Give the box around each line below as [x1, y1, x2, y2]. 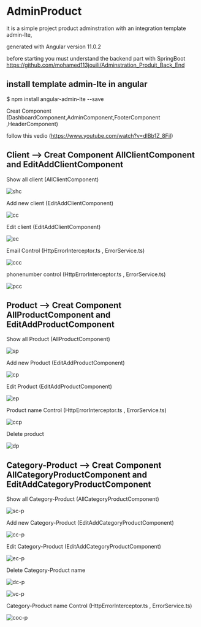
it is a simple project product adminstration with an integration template [6, 24, 186, 32]
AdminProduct [6, 4, 82, 18]
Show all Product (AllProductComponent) [6, 336, 110, 343]
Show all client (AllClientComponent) [6, 176, 99, 183]
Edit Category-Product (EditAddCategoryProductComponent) [6, 543, 161, 550]
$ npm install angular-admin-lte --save [6, 95, 104, 102]
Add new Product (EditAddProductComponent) [6, 359, 125, 367]
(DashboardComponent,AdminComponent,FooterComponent [6, 113, 161, 121]
